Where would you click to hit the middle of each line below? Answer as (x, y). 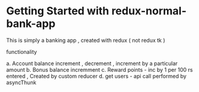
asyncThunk (21, 82)
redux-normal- (149, 11)
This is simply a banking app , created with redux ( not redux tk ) (86, 40)
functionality (22, 51)
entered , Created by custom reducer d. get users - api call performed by (97, 76)
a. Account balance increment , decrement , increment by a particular (92, 63)
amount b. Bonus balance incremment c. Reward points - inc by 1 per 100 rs (99, 69)
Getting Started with (58, 11)
